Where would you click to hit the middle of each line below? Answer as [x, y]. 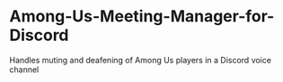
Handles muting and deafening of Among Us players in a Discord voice [141, 60]
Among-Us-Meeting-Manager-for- [142, 16]
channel [24, 70]
